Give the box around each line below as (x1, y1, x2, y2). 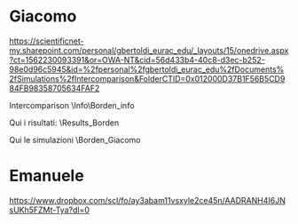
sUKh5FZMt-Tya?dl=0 (9, 204, 90, 215)
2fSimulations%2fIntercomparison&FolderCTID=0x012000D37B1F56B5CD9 (9, 73, 286, 84)
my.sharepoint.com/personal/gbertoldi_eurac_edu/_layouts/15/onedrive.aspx (9, 44, 289, 55)
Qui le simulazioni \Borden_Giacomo (9, 134, 141, 145)
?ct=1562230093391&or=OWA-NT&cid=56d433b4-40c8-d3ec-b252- (9, 54, 266, 65)
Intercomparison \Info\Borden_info (9, 100, 135, 110)
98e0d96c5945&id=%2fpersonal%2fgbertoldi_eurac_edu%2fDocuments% (9, 64, 285, 75)
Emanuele (9, 166, 84, 186)
